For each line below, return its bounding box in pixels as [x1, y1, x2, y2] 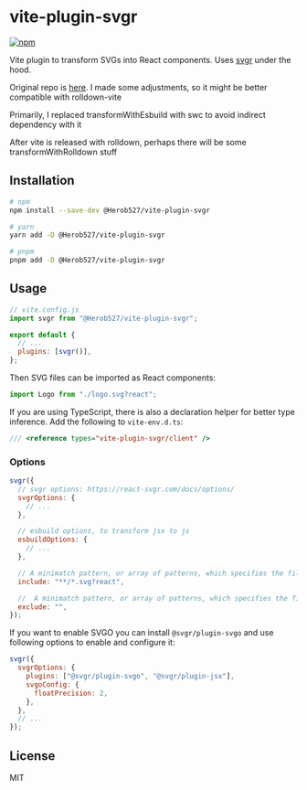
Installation [9, 173, 75, 188]
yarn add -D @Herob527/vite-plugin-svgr [9, 230, 166, 240]
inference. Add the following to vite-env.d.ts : [9, 416, 184, 427]
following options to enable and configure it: [9, 637, 175, 648]
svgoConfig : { [26, 679, 79, 689]
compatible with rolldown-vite [9, 91, 122, 102]
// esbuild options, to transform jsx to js [17, 527, 190, 536]
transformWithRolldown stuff [9, 146, 118, 157]
